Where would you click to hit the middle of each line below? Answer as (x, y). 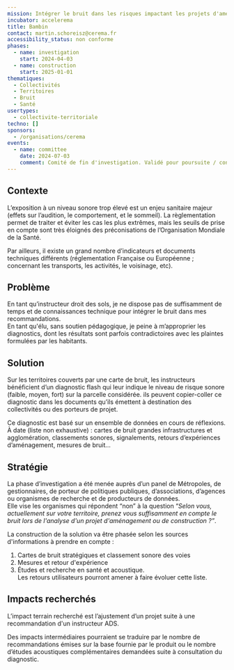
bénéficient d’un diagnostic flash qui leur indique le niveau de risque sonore (116, 387)
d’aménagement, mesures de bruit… (59, 445)
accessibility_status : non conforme (60, 40)
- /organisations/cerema (49, 137)
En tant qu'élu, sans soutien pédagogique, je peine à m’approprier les (107, 326)
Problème (29, 287)
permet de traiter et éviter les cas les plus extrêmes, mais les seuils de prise (116, 222)
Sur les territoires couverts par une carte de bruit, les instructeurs (101, 380)
